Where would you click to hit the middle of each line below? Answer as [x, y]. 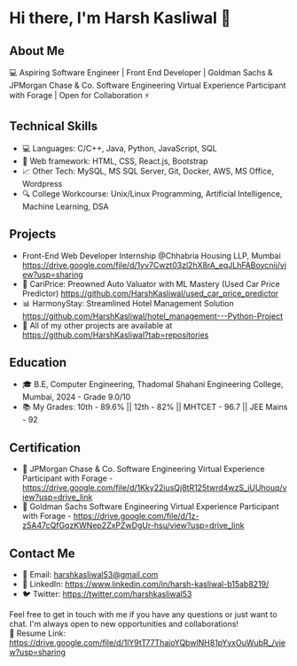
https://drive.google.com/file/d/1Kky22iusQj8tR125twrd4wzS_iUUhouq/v [154, 488]
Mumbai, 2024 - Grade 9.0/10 [76, 397]
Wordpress [42, 183]
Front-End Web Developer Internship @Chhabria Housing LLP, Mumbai [151, 255]
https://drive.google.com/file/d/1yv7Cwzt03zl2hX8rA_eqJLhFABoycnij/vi [154, 265]
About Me [37, 51]
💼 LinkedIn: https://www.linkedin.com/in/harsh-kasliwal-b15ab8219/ [145, 585]
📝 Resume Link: [38, 633]
